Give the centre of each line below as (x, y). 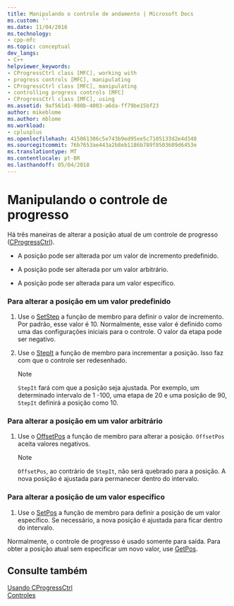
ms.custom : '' (28, 20)
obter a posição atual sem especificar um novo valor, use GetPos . (103, 549)
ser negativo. (37, 339)
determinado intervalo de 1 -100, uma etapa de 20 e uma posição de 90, (122, 395)
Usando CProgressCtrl (40, 588)
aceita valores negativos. (54, 444)
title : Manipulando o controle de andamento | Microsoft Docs (100, 14)
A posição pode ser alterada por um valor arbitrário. (93, 269)
